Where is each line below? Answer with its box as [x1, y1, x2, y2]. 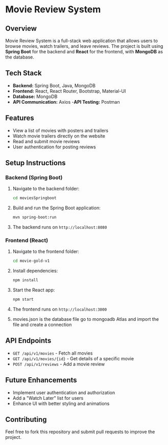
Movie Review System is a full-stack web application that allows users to [5, 37, 158, 44]
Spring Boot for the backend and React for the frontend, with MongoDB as [5, 49, 163, 54]
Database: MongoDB [12, 93, 58, 100]
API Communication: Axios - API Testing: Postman [12, 99, 120, 105]
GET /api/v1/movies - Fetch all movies [12, 350, 93, 356]
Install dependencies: [12, 268, 58, 274]
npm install [12, 278, 38, 283]
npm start [12, 297, 34, 302]
